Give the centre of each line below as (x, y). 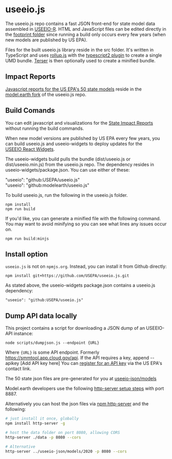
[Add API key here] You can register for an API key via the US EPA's (91, 363)
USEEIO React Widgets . (30, 149)
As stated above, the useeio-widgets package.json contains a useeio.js (80, 285)
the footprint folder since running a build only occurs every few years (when (85, 34)
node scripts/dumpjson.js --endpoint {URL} (52, 343)
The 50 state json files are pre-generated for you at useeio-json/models (81, 379)
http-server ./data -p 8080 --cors (43, 437)
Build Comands (30, 111)
